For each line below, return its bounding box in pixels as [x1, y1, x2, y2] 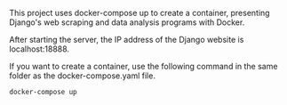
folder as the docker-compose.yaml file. [9, 70, 155, 81]
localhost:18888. [9, 44, 69, 54]
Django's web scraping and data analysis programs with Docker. [9, 17, 245, 28]
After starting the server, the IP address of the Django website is [9, 35, 244, 44]
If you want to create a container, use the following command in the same [9, 61, 278, 71]
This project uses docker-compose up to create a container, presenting [9, 8, 270, 18]
